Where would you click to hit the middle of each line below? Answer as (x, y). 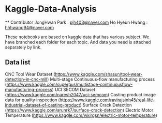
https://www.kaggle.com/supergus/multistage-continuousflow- (70, 84)
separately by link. (23, 47)
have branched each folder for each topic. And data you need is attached (78, 42)
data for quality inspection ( (32, 100)
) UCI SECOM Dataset (74, 89)
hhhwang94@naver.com (29, 27)
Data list (18, 62)
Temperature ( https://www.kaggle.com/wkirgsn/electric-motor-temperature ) (81, 115)
